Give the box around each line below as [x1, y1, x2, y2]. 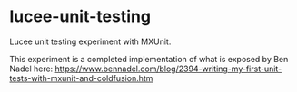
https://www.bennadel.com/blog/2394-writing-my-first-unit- [54, 63, 282, 74]
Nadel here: [9, 63, 54, 74]
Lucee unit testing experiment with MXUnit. [9, 36, 172, 47]
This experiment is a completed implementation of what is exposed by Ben [9, 53, 289, 64]
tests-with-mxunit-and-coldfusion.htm [9, 72, 153, 83]
